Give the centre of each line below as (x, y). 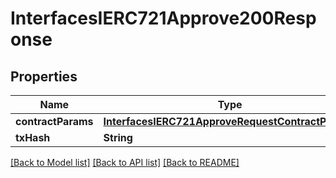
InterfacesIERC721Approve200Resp (163, 18)
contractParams (54, 121)
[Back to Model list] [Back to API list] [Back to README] (125, 162)
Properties (44, 76)
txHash (33, 137)
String (118, 137)
